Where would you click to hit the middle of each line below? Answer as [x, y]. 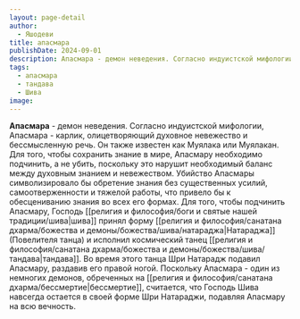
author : [24, 26]
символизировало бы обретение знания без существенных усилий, [138, 183]
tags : [19, 68]
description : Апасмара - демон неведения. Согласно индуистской [131, 59]
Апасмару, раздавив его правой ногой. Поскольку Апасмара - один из [145, 268]
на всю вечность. [42, 306]
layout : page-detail [48, 17]
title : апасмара [39, 42]
